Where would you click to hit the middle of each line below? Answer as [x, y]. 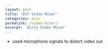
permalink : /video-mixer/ [31, 23]
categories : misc [23, 18]
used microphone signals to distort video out [57, 41]
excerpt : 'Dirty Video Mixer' [36, 28]
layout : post [18, 9]
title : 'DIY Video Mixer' [31, 14]
